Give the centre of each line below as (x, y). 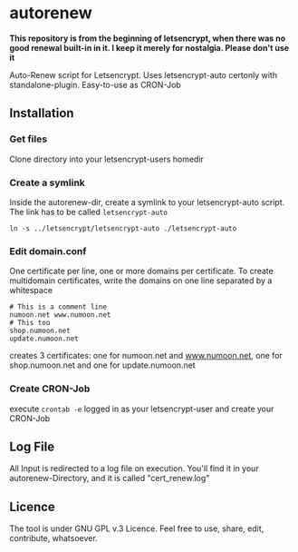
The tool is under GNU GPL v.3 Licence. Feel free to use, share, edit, (137, 528)
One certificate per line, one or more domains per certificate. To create (141, 271)
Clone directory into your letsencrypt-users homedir (106, 159)
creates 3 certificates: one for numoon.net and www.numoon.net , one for (146, 356)
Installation (42, 113)
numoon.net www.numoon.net (60, 315)
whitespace (31, 291)
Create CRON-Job (50, 389)
